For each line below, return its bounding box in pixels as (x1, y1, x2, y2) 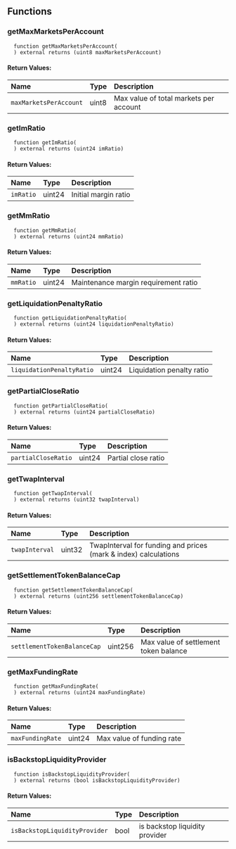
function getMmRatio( (13, 226, 77, 234)
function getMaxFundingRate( (13, 683, 99, 690)
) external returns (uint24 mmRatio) (13, 233, 124, 240)
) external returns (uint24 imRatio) (13, 146, 124, 153)
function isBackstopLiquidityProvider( (13, 770, 131, 778)
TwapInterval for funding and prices (89, 541, 208, 551)
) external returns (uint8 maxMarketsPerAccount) (13, 49, 162, 56)
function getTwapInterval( (13, 490, 93, 497)
